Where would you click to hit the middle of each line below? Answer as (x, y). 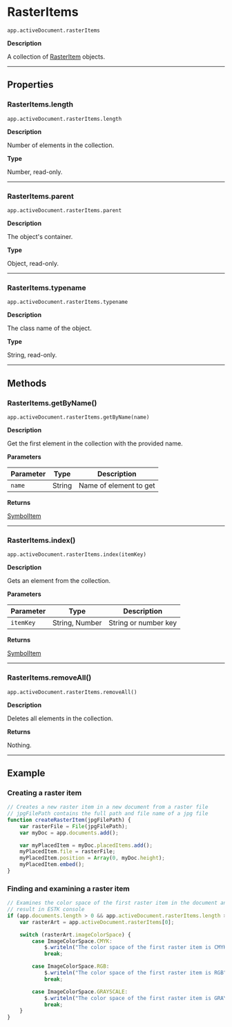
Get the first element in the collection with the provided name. (95, 443)
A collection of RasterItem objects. (56, 57)
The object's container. (40, 236)
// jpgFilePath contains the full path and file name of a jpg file (108, 814)
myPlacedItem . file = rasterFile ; (68, 852)
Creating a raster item (45, 793)
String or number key (143, 623)
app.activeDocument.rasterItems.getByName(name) (78, 417)
